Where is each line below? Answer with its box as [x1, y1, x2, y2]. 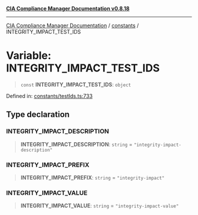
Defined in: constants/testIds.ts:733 [6, 92, 93, 99]
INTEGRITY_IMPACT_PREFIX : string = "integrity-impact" [20, 174, 165, 181]
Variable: [6, 49, 52, 63]
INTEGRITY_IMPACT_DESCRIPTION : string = [20, 141, 133, 148]
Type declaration [6, 109, 70, 120]
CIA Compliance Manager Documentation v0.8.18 [6, 5, 130, 12]
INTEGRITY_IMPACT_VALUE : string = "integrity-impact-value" [20, 202, 179, 209]
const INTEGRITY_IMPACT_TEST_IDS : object [20, 81, 131, 88]
